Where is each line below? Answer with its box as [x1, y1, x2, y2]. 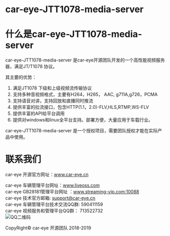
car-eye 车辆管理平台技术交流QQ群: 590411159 [5, 201, 103, 208]
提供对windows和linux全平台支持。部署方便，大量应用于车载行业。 [12, 117, 153, 123]
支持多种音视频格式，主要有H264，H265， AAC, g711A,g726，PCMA [12, 92, 158, 98]
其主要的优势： [5, 74, 37, 80]
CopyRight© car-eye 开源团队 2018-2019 [5, 225, 92, 231]
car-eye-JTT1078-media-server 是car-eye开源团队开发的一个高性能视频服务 [5, 57, 165, 63]
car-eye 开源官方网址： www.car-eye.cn [5, 171, 89, 178]
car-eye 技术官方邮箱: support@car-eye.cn [5, 195, 96, 201]
